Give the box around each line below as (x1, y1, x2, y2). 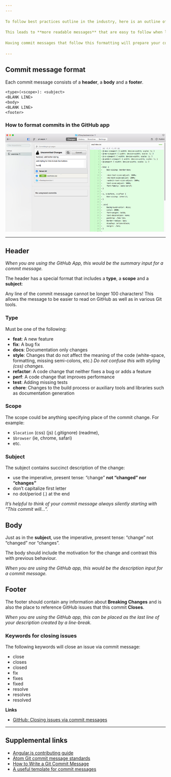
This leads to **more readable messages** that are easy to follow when (5, 30, 163, 35)
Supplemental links (5, 736, 68, 745)
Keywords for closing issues (5, 632, 77, 639)
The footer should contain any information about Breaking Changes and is (5, 599, 162, 605)
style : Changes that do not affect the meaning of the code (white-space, (12, 352, 165, 358)
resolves (12, 691, 31, 698)
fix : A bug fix (12, 341, 40, 347)
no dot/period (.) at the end (12, 491, 70, 497)
